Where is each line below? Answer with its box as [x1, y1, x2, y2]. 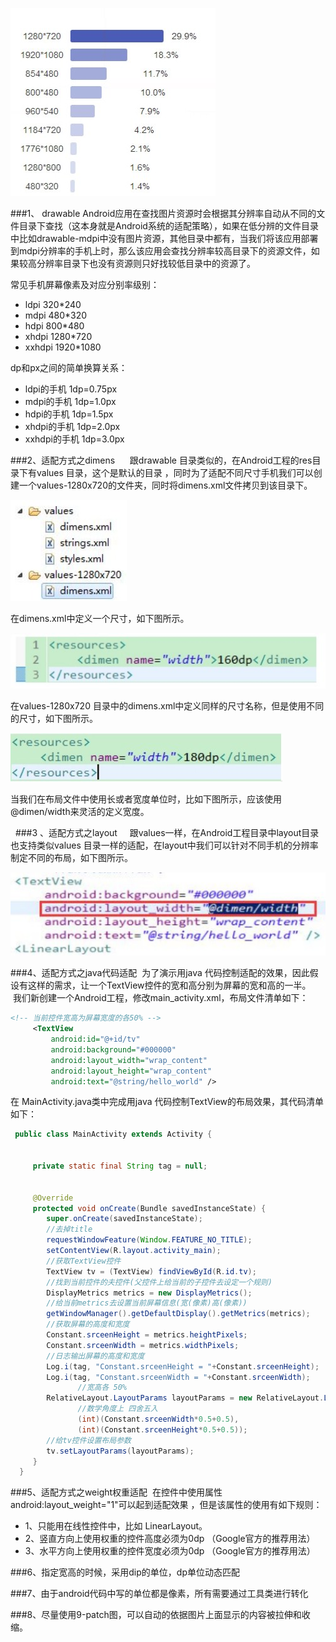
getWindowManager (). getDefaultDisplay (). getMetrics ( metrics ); [46, 1309, 311, 1319]
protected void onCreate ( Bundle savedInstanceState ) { [32, 1203, 267, 1213]
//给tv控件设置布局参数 [46, 1435, 132, 1445]
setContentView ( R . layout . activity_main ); [46, 1246, 222, 1256]
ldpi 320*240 [24, 299, 82, 310]
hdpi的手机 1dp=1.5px [24, 408, 114, 420]
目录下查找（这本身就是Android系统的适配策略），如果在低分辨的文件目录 [18, 220, 319, 232]
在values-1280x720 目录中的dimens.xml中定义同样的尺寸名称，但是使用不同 [10, 700, 325, 712]
